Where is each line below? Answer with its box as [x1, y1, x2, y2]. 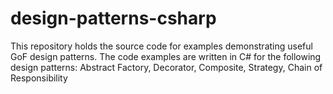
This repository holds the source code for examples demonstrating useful [10, 40, 313, 52]
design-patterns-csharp [10, 7, 217, 30]
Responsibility [10, 72, 68, 84]
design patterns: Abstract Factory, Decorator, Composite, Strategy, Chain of [10, 61, 323, 73]
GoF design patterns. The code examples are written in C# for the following [10, 50, 322, 62]
